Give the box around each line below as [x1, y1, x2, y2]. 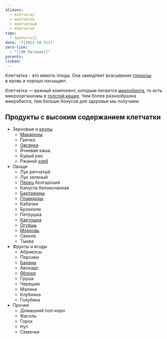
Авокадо [20, 265, 39, 271]
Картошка [20, 217, 42, 223]
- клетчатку [10, 12, 35, 17]
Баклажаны [20, 190, 45, 196]
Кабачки [20, 201, 39, 207]
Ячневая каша [20, 148, 51, 154]
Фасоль [20, 313, 37, 319]
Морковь [20, 228, 40, 234]
